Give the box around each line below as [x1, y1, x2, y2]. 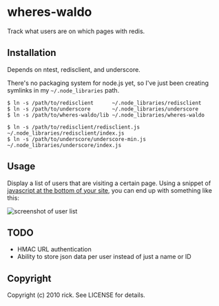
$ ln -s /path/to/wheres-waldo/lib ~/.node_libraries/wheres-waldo [7, 111, 205, 118]
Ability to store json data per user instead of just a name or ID [17, 253, 191, 261]
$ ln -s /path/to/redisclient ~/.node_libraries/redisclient [7, 99, 202, 106]
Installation [7, 47, 56, 59]
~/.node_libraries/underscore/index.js [7, 142, 122, 149]
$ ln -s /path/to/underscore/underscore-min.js [7, 135, 147, 142]
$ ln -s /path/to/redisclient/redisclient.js [7, 124, 140, 131]
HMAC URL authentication [17, 245, 92, 254]
